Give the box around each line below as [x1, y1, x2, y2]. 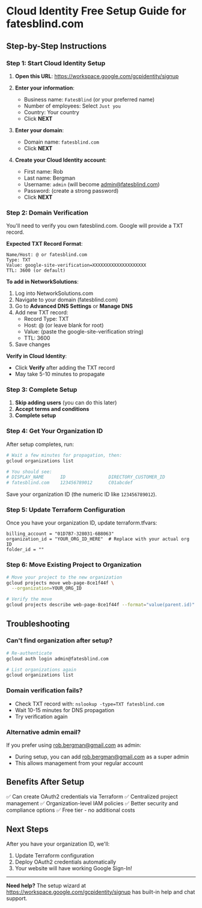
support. [6, 894, 28, 902]
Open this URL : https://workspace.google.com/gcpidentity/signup [14, 72, 179, 79]
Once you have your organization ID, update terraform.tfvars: [6, 519, 158, 526]
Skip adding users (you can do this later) [14, 399, 117, 406]
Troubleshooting [6, 618, 70, 629]
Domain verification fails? [6, 686, 83, 695]
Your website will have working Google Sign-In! [14, 864, 132, 872]
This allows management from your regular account [14, 759, 143, 767]
